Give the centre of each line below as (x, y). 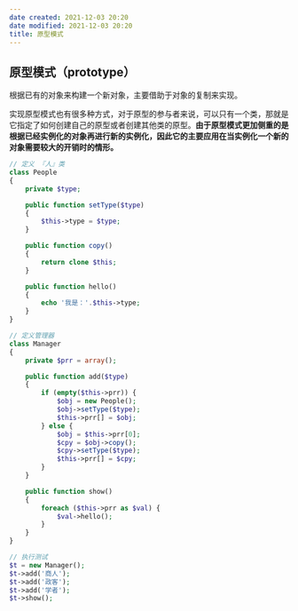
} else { (57, 426)
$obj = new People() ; (97, 401)
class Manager (35, 344)
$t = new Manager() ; (47, 565)
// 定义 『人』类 (37, 164)
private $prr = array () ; (71, 361)
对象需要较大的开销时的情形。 (63, 147)
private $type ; (53, 189)
